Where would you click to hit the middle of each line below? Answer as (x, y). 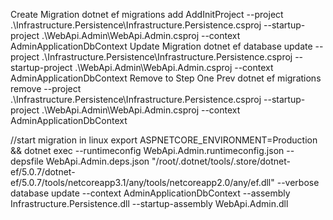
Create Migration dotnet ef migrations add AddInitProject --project (147, 14)
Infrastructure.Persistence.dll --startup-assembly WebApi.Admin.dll (149, 203)
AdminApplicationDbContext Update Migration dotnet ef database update (161, 46)
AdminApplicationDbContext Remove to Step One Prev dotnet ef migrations (166, 78)
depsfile (27, 161)
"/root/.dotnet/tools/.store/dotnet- (221, 161)
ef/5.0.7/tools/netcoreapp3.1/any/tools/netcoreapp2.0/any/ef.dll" (142, 182)
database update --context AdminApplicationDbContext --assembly (150, 193)
